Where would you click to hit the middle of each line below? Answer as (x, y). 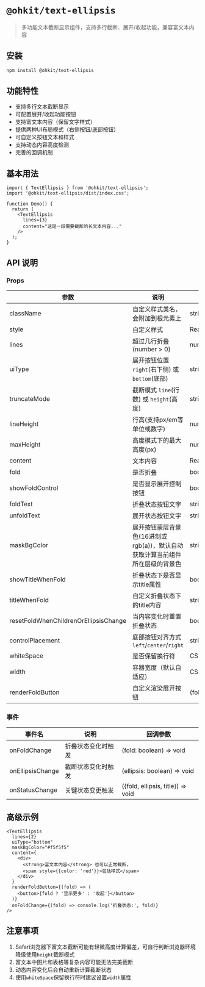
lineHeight (24, 424)
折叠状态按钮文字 (157, 504)
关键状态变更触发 (89, 791)
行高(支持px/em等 (158, 420)
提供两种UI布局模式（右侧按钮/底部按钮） (67, 129)
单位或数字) (149, 429)
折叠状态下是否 (154, 575)
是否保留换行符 (154, 656)
